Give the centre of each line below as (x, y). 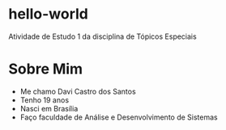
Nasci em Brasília (49, 108)
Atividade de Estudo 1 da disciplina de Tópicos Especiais (102, 36)
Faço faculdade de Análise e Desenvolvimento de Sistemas (119, 117)
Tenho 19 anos (45, 100)
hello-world (49, 14)
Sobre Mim (46, 69)
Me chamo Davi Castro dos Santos (78, 91)
